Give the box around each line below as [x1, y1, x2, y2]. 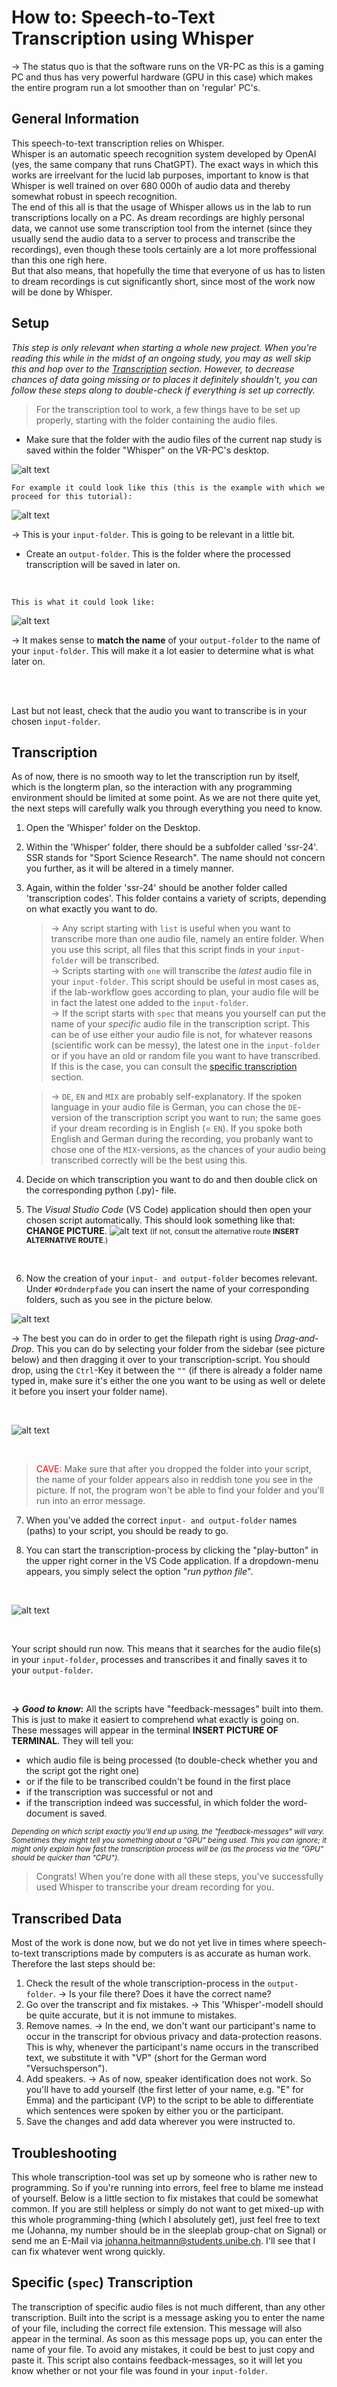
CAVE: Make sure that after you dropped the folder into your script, [35, 1463, 312, 1475]
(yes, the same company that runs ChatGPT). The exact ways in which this [11, 158, 319, 170]
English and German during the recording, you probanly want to [50, 1133, 314, 1145]
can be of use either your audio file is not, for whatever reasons [50, 1029, 313, 1041]
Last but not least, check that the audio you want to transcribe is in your [11, 704, 308, 716]
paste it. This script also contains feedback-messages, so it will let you [11, 2354, 303, 2366]
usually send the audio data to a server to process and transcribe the [11, 232, 296, 245]
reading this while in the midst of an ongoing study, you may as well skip [11, 352, 312, 364]
